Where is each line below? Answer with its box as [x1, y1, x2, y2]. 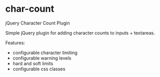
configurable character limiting [12, 49, 78, 56]
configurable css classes [12, 66, 65, 72]
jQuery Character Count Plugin [5, 20, 70, 26]
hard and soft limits [12, 60, 54, 66]
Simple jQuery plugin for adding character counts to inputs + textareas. [5, 30, 155, 36]
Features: [5, 39, 26, 46]
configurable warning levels [12, 55, 72, 61]
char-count [5, 3, 55, 15]
